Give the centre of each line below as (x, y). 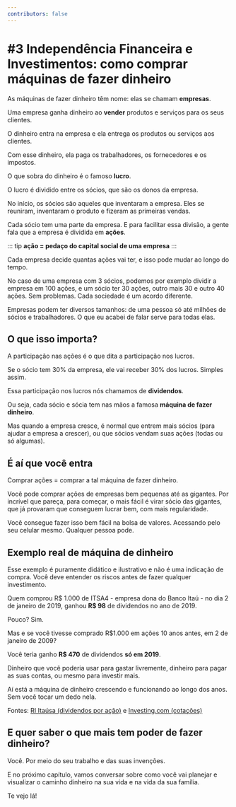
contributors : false (38, 14)
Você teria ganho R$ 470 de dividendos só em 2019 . (84, 654)
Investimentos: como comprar (98, 64)
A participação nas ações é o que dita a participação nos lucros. (101, 356)
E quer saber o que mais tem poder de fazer (105, 733)
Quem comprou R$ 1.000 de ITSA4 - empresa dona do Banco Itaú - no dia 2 (118, 598)
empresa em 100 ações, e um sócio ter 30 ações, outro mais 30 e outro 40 (116, 288)
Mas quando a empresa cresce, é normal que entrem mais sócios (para (111, 426)
